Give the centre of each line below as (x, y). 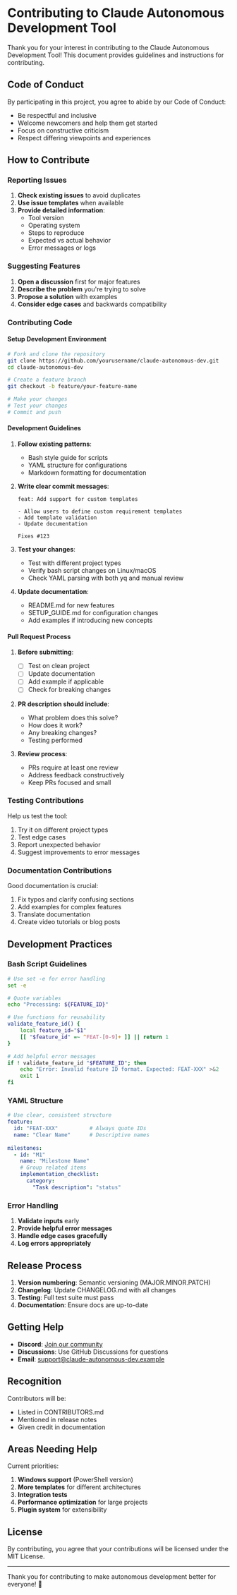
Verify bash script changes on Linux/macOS (92, 571)
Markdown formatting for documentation (87, 473)
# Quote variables (34, 998)
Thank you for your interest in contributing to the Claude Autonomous (108, 47)
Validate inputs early (48, 1221)
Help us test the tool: (38, 815)
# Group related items (53, 1168)
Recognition (35, 1382)
